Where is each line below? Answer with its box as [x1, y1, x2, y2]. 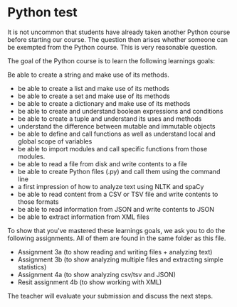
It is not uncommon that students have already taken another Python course [7, 28, 231, 36]
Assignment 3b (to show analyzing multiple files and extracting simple [17, 255, 223, 264]
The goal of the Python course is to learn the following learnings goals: [7, 56, 216, 65]
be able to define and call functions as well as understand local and [17, 129, 216, 138]
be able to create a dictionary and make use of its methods [17, 99, 191, 107]
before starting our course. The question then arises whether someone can [7, 35, 228, 43]
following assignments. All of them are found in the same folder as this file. [7, 234, 226, 242]
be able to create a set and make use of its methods [17, 92, 171, 100]
